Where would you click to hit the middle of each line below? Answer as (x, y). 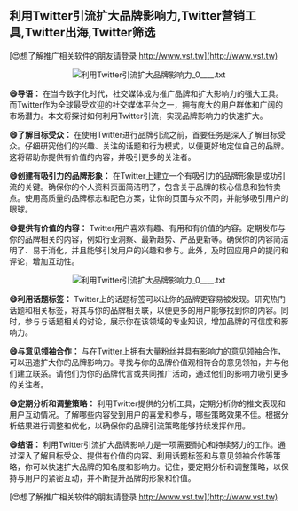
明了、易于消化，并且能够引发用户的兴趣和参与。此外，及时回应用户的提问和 (149, 250)
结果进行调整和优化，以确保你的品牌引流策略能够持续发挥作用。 (133, 426)
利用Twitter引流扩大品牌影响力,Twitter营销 (127, 16)
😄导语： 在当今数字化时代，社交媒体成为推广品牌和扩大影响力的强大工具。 (146, 93)
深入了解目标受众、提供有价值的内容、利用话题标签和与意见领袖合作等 (145, 455)
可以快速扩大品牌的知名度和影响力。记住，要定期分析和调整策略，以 (157, 467)
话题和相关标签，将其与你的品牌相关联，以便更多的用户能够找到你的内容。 (145, 310)
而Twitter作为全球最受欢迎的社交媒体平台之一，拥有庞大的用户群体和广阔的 (146, 104)
